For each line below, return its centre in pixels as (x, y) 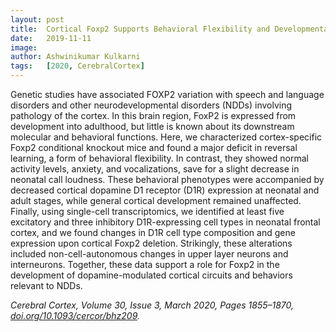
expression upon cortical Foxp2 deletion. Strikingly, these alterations (151, 243)
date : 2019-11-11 (51, 38)
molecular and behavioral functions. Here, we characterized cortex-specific (166, 137)
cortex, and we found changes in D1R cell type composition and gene (153, 232)
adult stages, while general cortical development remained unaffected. (156, 200)
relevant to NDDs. (46, 285)
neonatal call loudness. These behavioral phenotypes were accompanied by (167, 179)
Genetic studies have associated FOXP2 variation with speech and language (167, 94)
